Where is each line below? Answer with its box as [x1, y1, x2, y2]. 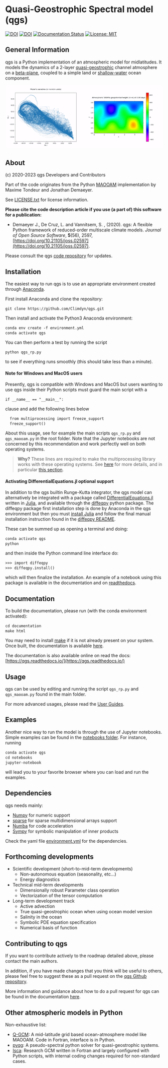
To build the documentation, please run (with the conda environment [5, 608, 147, 614]
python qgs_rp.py [5, 349, 42, 355]
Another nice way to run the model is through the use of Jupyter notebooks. [5, 729, 162, 735]
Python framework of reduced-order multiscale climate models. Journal [12, 227, 161, 233]
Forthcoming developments [5, 853, 94, 861]
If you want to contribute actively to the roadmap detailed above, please [5, 953, 154, 959]
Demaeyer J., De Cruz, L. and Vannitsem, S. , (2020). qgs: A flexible [12, 222, 153, 228]
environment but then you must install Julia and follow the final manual [5, 511, 151, 517]
